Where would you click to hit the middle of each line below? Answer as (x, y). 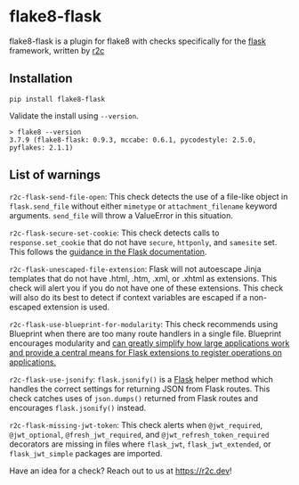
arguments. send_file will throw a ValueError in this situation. (121, 215)
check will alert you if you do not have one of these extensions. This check (146, 288)
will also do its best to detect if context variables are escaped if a (128, 297)
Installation (41, 79)
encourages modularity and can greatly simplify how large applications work (149, 343)
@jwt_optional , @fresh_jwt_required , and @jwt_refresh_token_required (139, 434)
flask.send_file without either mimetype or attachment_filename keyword (143, 206)
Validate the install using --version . (74, 115)
